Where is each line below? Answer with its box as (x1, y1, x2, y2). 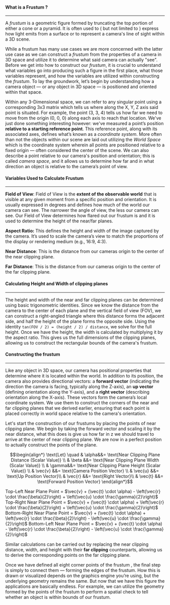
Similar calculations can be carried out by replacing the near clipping (5, 541, 149, 547)
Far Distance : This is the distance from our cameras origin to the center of (5, 263, 160, 270)
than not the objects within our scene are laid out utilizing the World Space (5, 137, 161, 143)
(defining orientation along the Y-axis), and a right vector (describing (5, 389, 150, 395)
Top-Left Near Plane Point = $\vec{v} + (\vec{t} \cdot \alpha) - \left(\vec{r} (5, 488, 161, 494)
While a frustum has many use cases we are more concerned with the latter (5, 46, 163, 52)
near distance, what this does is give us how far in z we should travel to (5, 431, 154, 437)
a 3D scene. (5, 36, 30, 43)
